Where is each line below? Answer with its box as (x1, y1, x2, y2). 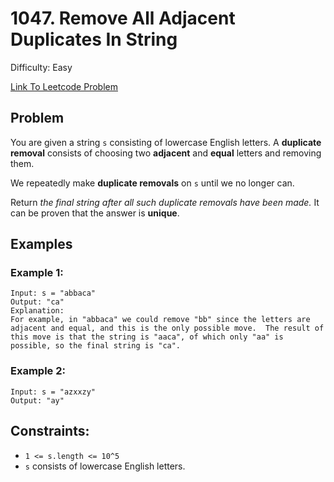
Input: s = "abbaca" (10, 288, 97, 299)
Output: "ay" (10, 395, 65, 406)
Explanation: (10, 306, 65, 316)
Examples (10, 236, 73, 253)
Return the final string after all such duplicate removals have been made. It (10, 196, 320, 208)
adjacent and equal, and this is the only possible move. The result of (10, 323, 325, 334)
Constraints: (10, 423, 90, 440)
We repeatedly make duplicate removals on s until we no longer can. (10, 177, 295, 189)
